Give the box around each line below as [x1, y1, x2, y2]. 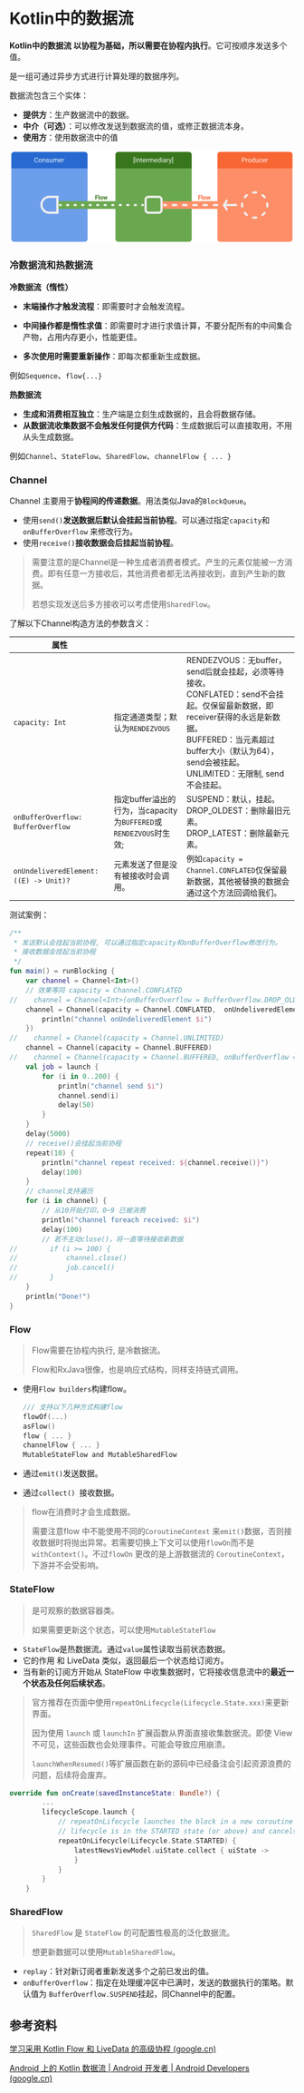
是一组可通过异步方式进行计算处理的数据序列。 [9, 70, 184, 82]
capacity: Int [13, 719, 67, 728]
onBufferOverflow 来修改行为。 [22, 525, 138, 536]
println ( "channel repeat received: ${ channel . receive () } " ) [42, 1158, 270, 1167]
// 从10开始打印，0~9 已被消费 [42, 1206, 147, 1216]
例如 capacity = [185, 854, 243, 865]
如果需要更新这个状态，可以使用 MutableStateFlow [31, 1624, 216, 1635]
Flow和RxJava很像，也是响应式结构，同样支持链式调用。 [31, 1364, 244, 1374]
